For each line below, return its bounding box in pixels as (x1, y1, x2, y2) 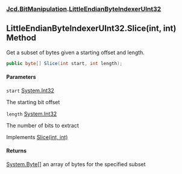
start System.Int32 (6, 87, 54, 94)
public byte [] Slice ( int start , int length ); (6, 60, 122, 66)
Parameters (6, 73, 36, 81)
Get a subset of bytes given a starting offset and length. (6, 49, 145, 56)
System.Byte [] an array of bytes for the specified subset (6, 161, 146, 168)
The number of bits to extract (6, 122, 80, 129)
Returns (6, 147, 27, 155)
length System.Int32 (6, 110, 57, 117)
